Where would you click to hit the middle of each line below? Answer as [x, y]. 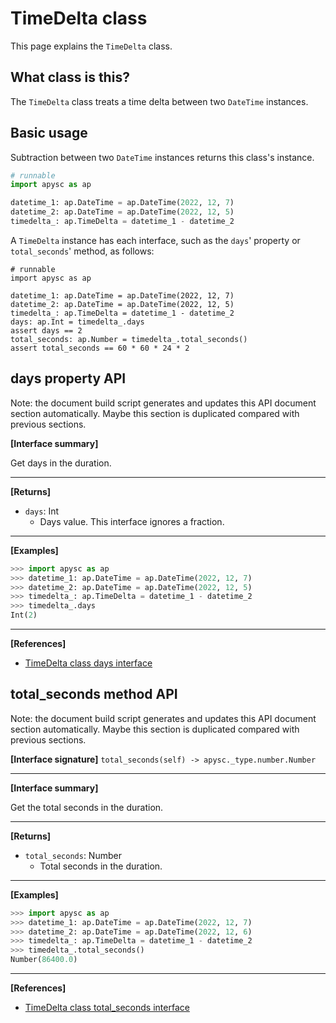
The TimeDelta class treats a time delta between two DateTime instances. [159, 101]
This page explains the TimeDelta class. [91, 46]
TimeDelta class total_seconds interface [107, 1008]
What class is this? [70, 77]
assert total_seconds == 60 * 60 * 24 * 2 [100, 348]
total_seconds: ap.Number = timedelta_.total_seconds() [129, 339]
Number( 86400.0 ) [44, 960]
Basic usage [49, 133]
